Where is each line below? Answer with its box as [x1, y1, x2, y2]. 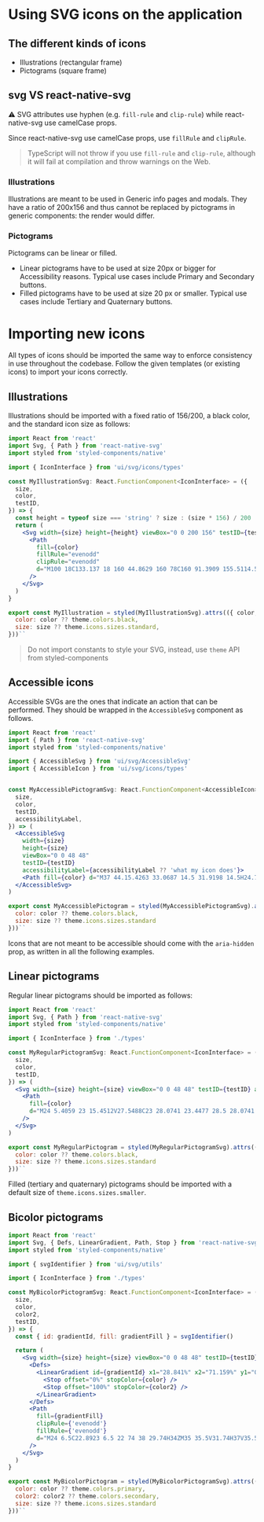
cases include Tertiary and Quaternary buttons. [19, 297, 173, 307]
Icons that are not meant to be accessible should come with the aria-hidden [8, 938, 255, 948]
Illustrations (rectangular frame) [19, 57, 123, 67]
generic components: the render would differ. [8, 211, 156, 221]
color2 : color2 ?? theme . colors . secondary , [15, 1492, 159, 1501]
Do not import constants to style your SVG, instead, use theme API [27, 645, 240, 654]
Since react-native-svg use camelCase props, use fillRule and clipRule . [8, 133, 247, 142]
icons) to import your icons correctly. [8, 367, 128, 377]
